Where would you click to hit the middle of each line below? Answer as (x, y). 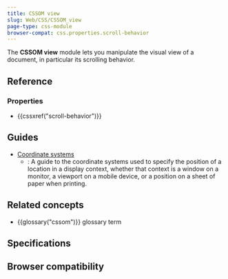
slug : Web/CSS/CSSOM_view (44, 20)
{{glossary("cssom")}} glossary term (69, 222)
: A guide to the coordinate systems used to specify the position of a (124, 161)
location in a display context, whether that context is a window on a (123, 169)
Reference (30, 81)
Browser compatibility (56, 267)
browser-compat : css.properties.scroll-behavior (78, 33)
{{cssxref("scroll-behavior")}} (59, 116)
